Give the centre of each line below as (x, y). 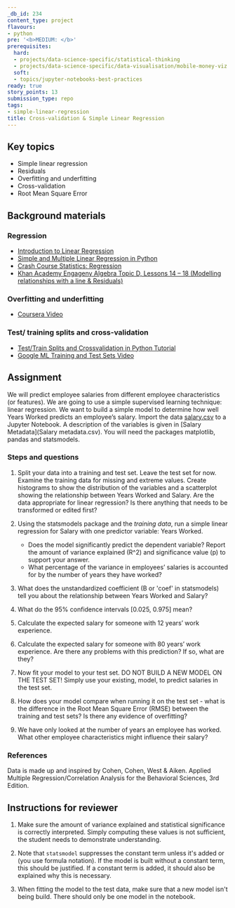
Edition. (18, 786)
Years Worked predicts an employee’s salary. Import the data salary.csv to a (117, 417)
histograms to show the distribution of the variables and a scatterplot (117, 487)
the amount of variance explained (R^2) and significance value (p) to (127, 552)
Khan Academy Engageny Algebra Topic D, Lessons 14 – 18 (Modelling (119, 273)
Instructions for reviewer (63, 808)
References (27, 755)
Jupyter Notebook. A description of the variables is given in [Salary (104, 424)
